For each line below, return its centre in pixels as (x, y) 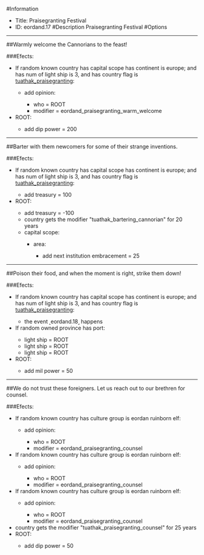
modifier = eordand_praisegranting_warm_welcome (97, 111)
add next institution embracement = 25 (91, 256)
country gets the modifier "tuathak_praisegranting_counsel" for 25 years (106, 527)
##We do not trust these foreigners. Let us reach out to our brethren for (96, 388)
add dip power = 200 (50, 129)
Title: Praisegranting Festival (51, 20)
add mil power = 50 (49, 371)
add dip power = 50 (49, 546)
